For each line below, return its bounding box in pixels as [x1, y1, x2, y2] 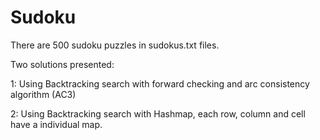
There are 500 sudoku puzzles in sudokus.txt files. [10, 39, 220, 51]
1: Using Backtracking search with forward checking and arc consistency [10, 77, 310, 90]
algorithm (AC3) [10, 88, 77, 100]
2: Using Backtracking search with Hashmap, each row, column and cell [10, 107, 306, 120]
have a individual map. [10, 118, 103, 130]
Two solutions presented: [10, 58, 115, 70]
